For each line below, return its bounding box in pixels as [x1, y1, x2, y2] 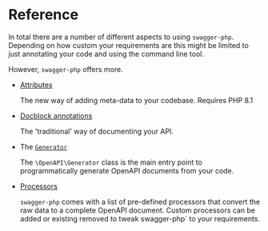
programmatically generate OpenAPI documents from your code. [19, 165, 234, 175]
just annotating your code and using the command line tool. [8, 49, 205, 58]
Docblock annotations [19, 110, 93, 121]
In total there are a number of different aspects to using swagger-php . [8, 32, 234, 42]
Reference [8, 6, 78, 24]
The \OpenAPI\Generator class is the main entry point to [19, 157, 202, 167]
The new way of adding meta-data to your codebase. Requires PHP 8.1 [19, 95, 254, 105]
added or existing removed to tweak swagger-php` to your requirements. [19, 213, 261, 223]
